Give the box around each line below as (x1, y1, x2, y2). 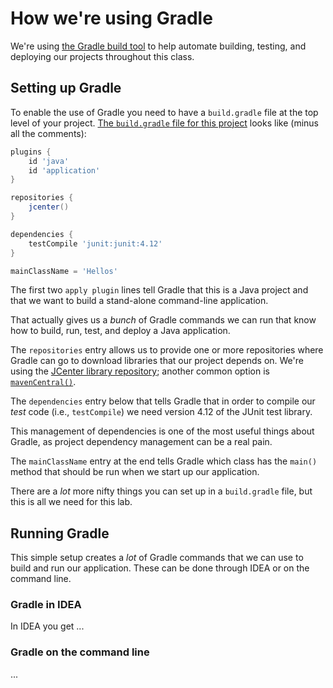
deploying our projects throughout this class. (10, 50, 195, 62)
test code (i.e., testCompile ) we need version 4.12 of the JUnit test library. (10, 406, 313, 418)
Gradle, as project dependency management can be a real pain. (10, 436, 273, 448)
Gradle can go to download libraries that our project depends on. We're (10, 355, 304, 367)
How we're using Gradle (10, 7, 213, 30)
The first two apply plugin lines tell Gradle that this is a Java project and (10, 284, 309, 296)
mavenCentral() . (10, 376, 77, 388)
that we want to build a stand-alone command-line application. (10, 295, 269, 307)
